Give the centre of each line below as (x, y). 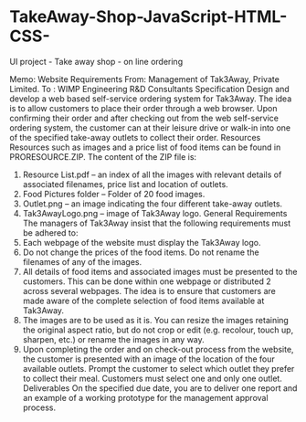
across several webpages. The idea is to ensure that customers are (149, 290)
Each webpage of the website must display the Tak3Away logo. (142, 242)
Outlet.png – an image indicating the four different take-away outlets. (153, 204)
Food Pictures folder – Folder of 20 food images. (114, 194)
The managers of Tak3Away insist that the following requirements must (157, 223)
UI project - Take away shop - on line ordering (96, 61)
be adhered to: (50, 232)
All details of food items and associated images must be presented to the (160, 271)
